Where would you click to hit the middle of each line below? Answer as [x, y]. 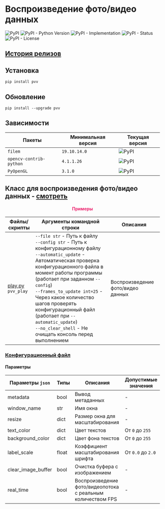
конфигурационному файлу [68, 248]
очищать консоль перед [64, 334]
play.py [16, 286]
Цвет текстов [91, 430]
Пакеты [32, 140]
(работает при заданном [65, 279]
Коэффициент [91, 447]
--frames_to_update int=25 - [69, 291]
